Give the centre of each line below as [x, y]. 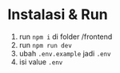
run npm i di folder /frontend [66, 36]
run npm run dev [46, 44]
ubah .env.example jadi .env [65, 53]
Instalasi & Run [58, 15]
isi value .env [41, 62]
